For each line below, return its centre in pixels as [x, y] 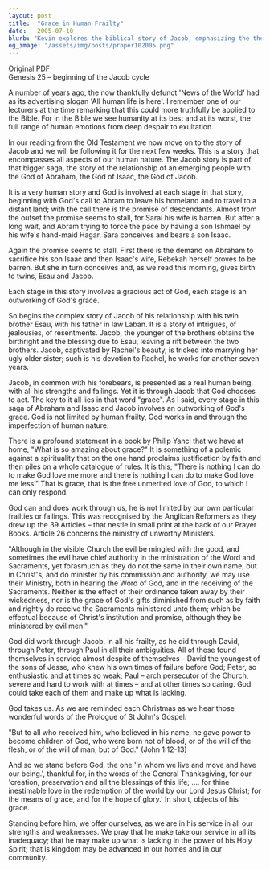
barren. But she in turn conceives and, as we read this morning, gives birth [132, 268]
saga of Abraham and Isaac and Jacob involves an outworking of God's [127, 408]
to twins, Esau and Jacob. [51, 276]
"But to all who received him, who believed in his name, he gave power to [130, 733]
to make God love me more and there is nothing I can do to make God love [131, 475]
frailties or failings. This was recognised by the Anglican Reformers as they [133, 516]
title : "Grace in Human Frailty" [66, 23]
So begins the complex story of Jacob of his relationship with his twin [124, 316]
